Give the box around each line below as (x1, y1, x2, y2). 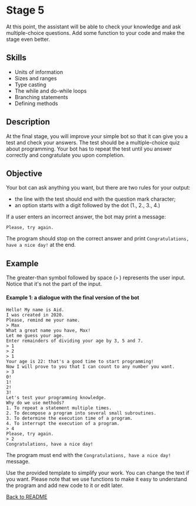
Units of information (14, 68, 64, 76)
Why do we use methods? (6, 400, 65, 406)
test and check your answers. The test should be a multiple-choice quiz (6, 139, 180, 146)
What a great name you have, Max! (6, 328, 91, 334)
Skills (6, 53, 26, 63)
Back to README (6, 494, 48, 501)
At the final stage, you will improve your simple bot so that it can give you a (6, 132, 188, 139)
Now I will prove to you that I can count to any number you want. (6, 364, 175, 370)
